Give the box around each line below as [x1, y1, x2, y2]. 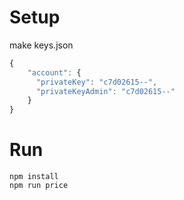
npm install [9, 172, 59, 182]
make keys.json [9, 39, 74, 51]
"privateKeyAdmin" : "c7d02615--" [35, 86, 176, 96]
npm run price [9, 181, 69, 191]
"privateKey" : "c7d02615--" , [35, 77, 158, 87]
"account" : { [27, 67, 82, 78]
